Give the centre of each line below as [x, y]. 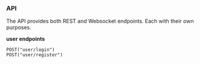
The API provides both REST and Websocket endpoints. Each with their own [100, 21]
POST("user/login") [31, 50]
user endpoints [26, 39]
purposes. [19, 27]
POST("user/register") [35, 55]
